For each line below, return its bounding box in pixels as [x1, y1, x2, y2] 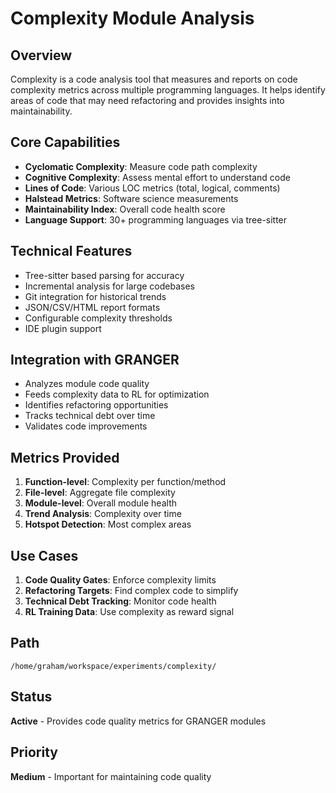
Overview [10, 47, 73, 64]
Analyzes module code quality [24, 378, 150, 390]
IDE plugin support [24, 322, 102, 334]
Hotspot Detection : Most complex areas [24, 518, 192, 531]
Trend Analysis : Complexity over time [24, 508, 182, 520]
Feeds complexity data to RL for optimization [24, 388, 210, 401]
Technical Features [10, 243, 133, 260]
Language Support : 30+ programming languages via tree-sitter [24, 213, 288, 226]
